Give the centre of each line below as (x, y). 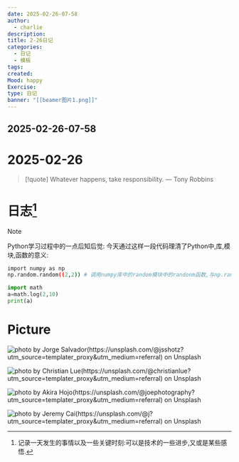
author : (19, 21)
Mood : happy (25, 80)
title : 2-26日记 (30, 41)
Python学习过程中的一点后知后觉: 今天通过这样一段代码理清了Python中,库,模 (119, 246)
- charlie (28, 27)
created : (20, 73)
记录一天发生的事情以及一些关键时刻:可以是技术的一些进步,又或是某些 (119, 442)
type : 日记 (22, 93)
